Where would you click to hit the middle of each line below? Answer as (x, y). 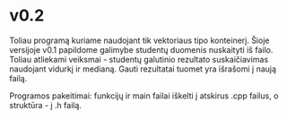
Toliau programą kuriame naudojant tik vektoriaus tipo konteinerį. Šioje (139, 40)
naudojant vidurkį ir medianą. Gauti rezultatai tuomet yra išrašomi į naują (143, 69)
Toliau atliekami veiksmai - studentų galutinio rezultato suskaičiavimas (139, 59)
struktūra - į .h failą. (46, 105)
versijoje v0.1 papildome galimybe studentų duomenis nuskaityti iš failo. (141, 49)
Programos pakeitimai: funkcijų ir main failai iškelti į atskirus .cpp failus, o (144, 96)
